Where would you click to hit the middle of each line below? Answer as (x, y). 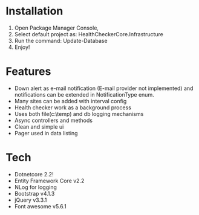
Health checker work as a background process (73, 107)
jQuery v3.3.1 (31, 200)
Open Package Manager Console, (57, 28)
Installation (34, 11)
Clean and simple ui (39, 127)
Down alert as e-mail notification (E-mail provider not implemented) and (104, 88)
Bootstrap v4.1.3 (34, 193)
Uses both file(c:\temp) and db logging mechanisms (79, 114)
